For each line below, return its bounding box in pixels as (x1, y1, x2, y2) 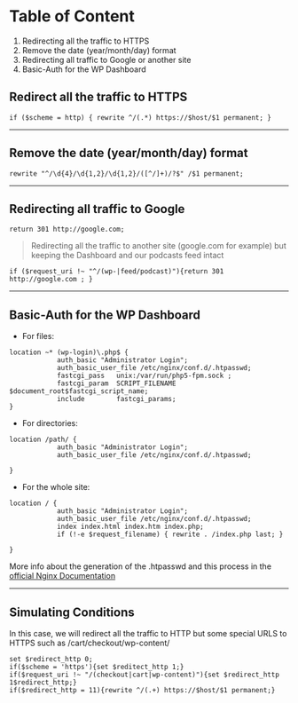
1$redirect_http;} (9, 678, 77, 687)
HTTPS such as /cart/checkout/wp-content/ (9, 637, 170, 648)
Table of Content (9, 6, 136, 27)
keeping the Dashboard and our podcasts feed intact (30, 250, 224, 261)
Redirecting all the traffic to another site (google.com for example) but (30, 241, 286, 251)
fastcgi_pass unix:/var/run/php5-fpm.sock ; (56, 371, 232, 381)
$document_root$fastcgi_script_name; (9, 387, 149, 396)
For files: (21, 331, 55, 342)
